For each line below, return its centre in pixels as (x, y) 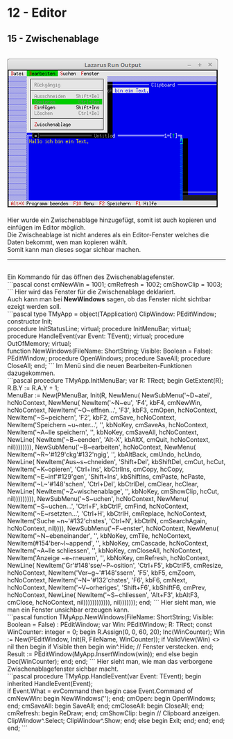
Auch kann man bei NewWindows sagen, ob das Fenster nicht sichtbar (109, 299)
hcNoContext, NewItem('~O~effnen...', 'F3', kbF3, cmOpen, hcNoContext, (112, 410)
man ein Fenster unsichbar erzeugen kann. (68, 610)
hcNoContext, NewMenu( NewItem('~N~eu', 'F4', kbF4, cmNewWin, (105, 403)
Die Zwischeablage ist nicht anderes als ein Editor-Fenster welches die (108, 235)
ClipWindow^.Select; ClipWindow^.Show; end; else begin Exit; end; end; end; (116, 721)
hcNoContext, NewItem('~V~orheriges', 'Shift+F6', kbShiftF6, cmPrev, (107, 587)
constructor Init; (30, 321)
